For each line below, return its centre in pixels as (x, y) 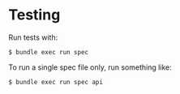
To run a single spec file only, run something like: (90, 67)
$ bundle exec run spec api (56, 82)
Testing (34, 15)
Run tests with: (33, 37)
